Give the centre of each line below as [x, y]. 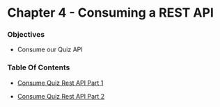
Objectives [26, 35]
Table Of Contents [39, 67]
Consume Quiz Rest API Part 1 [60, 83]
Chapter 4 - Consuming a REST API [111, 13]
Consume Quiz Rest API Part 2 [61, 96]
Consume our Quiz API [50, 49]
